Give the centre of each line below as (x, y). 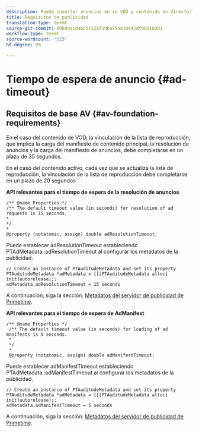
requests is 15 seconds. (37, 213)
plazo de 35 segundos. (34, 156)
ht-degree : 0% (24, 45)
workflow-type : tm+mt (33, 34)
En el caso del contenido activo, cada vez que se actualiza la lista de (90, 168)
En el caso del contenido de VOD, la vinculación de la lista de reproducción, (98, 137)
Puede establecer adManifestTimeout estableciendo (70, 366)
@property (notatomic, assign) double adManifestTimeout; (82, 355)
